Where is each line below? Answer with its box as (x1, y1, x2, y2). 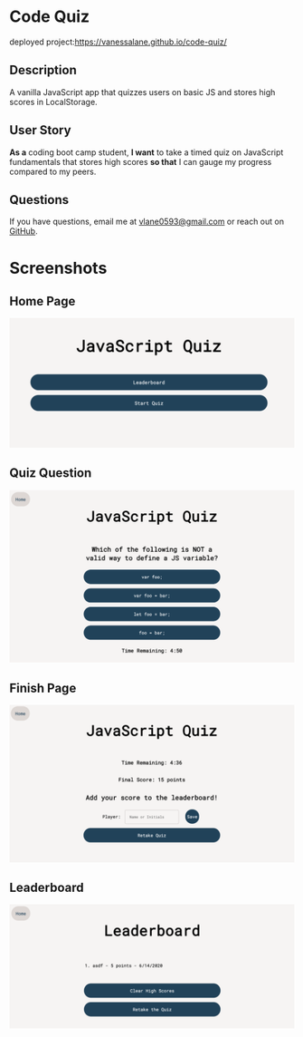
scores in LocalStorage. (9, 96, 98, 107)
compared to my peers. (9, 166, 97, 177)
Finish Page (9, 680, 77, 695)
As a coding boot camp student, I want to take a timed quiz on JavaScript (9, 147, 284, 158)
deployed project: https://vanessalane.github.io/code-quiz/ (9, 36, 228, 47)
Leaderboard (9, 880, 84, 896)
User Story (9, 122, 71, 138)
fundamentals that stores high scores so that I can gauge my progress (9, 156, 272, 167)
